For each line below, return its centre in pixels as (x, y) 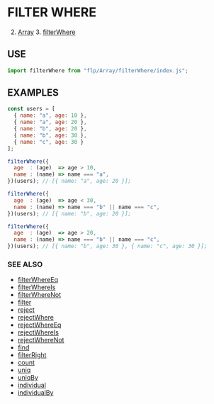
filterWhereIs (36, 287)
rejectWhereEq (39, 325)
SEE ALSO (25, 264)
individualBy (35, 393)
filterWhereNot (39, 295)
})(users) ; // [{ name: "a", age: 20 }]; (69, 181)
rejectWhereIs (38, 332)
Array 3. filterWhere (46, 32)
